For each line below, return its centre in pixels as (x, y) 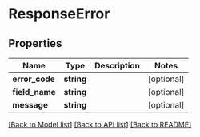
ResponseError (59, 14)
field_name (34, 92)
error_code (34, 79)
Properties (35, 43)
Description (117, 66)
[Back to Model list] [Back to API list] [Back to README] (100, 125)
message (30, 105)
